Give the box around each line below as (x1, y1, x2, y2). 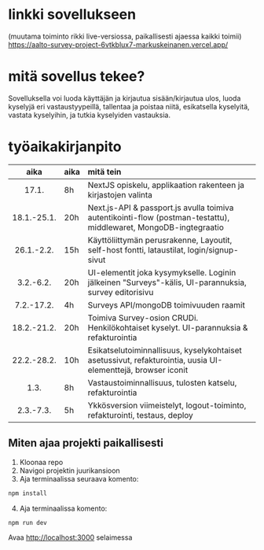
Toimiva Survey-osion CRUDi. (87, 312, 199, 323)
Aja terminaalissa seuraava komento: (19, 474, 139, 483)
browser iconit (134, 364, 189, 375)
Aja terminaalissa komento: (19, 504, 108, 513)
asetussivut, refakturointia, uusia (87, 354, 208, 365)
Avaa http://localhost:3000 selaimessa (8, 533, 133, 542)
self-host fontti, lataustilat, (87, 244, 186, 255)
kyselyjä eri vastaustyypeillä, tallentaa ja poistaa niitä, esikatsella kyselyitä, (8, 102, 250, 111)
